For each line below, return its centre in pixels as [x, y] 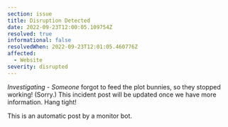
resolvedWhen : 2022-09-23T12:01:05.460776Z [73, 47]
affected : [22, 54]
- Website [28, 60]
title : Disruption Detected [49, 21]
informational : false [39, 40]
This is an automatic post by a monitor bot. [70, 116]
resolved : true [30, 34]
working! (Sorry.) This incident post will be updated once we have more [112, 94]
